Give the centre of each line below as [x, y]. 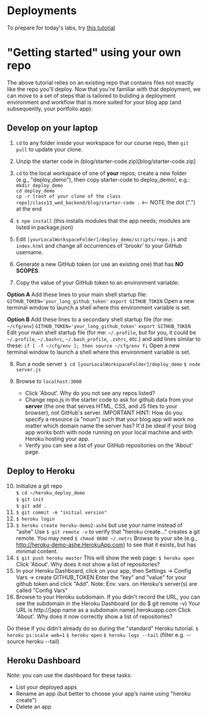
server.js [29, 370]
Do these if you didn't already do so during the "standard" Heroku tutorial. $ [103, 628]
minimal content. [37, 551]
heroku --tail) [43, 641]
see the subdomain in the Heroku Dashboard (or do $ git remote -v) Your [108, 603]
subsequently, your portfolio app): [50, 109]
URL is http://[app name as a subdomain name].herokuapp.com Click [103, 610]
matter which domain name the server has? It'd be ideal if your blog [111, 426]
